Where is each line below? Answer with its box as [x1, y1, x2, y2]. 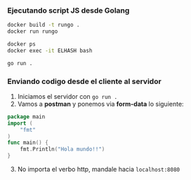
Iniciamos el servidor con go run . [17, 92, 118, 100]
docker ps [7, 41, 37, 48]
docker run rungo [7, 28, 58, 35]
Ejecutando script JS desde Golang [7, 6, 130, 15]
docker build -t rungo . [7, 22, 80, 29]
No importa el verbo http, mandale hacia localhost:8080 [17, 165, 180, 174]
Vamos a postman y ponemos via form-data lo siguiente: [17, 99, 184, 108]
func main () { [7, 139, 49, 146]
